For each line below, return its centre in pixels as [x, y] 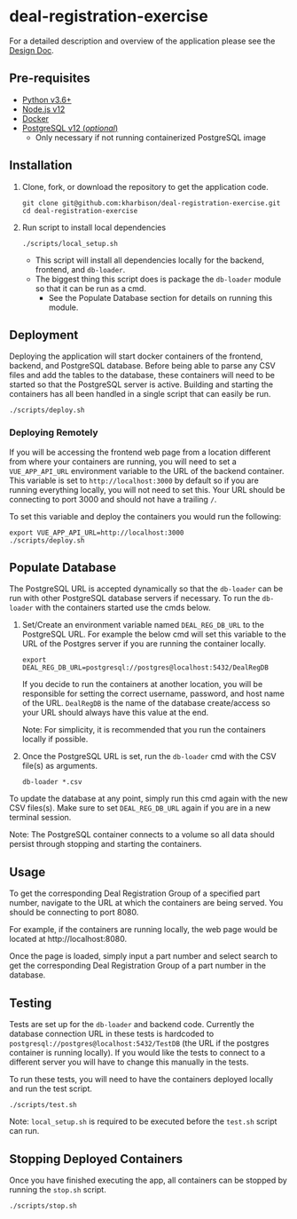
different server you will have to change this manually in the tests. [129, 1062]
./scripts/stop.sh [43, 1206]
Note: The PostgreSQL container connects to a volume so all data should [142, 835]
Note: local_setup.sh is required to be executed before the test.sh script [143, 1121]
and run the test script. [51, 1088]
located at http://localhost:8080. [68, 939]
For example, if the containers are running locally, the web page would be [143, 930]
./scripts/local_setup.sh [70, 243]
